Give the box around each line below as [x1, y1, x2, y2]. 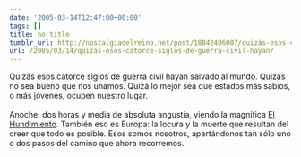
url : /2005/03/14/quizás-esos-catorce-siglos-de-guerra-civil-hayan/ [9, 47, 275, 56]
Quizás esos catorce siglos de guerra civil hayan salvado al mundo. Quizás [9, 71, 286, 82]
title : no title [9, 30, 70, 39]
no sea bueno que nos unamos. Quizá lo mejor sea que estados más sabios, [9, 81, 291, 92]
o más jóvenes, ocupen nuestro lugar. [9, 91, 149, 101]
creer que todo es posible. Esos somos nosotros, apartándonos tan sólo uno [9, 128, 291, 139]
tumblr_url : [9, 38, 54, 48]
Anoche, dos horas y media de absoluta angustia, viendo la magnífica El [9, 109, 275, 120]
